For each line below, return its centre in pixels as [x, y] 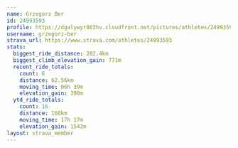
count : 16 [34, 107]
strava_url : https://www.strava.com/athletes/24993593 [90, 41]
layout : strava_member [40, 133]
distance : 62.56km [47, 80]
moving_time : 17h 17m [51, 120]
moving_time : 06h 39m [51, 87]
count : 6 [32, 73]
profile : [20, 27]
